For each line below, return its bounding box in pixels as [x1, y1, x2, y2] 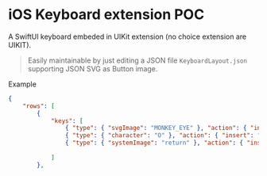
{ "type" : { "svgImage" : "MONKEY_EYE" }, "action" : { [64, 124, 247, 132]
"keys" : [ [50, 117, 83, 124]
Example [8, 79, 37, 89]
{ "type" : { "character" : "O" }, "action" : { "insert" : [64, 132, 254, 140]
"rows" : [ [22, 101, 56, 110]
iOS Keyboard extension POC [8, 6, 205, 24]
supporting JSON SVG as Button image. [27, 63, 158, 73]
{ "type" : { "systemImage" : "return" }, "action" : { [64, 139, 244, 147]
